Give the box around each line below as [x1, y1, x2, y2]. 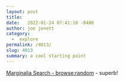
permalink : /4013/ [6, 42, 52, 48]
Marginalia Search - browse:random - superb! [6, 69, 119, 76]
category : [6, 31, 31, 37]
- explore [11, 36, 39, 42]
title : [6, 14, 23, 20]
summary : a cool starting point [6, 53, 86, 59]
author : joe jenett [6, 25, 55, 31]
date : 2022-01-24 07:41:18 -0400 [6, 20, 94, 26]
